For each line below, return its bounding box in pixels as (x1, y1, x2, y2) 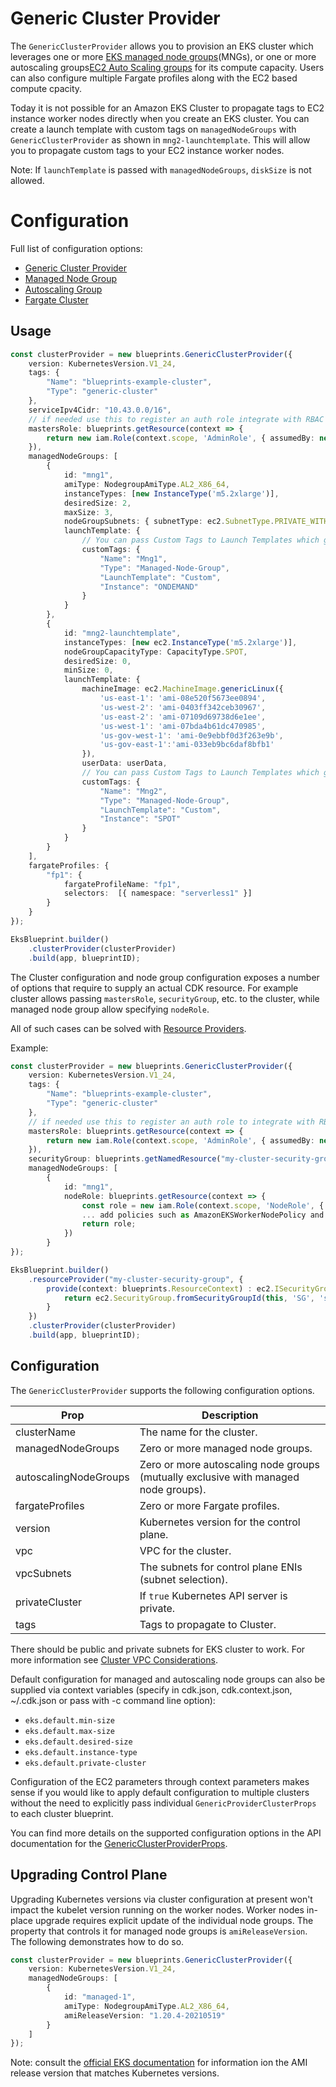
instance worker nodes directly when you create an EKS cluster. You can (10, 112, 310, 124)
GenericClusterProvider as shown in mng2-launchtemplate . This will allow (10, 133, 311, 146)
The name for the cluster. (139, 1425, 258, 1439)
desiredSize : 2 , (63, 498, 132, 508)
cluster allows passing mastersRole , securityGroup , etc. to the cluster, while (10, 992, 320, 1004)
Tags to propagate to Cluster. (139, 1617, 277, 1631)
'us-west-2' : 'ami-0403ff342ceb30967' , (99, 702, 267, 712)
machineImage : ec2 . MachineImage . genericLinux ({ (81, 684, 284, 694)
